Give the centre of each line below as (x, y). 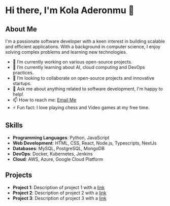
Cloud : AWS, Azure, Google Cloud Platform (58, 159)
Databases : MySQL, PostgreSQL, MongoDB (59, 148)
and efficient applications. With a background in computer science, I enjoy (83, 47)
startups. (22, 83)
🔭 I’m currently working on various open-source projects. (72, 62)
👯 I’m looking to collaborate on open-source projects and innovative (83, 78)
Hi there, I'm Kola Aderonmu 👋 (70, 10)
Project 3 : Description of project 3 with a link (59, 198)
